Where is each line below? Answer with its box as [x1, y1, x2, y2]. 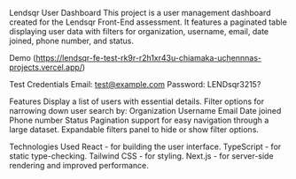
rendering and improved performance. [9, 160, 149, 170]
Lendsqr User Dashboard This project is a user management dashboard [9, 8, 271, 18]
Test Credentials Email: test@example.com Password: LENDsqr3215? [9, 79, 261, 89]
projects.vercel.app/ [9, 62, 82, 72]
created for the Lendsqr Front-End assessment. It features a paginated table [9, 17, 288, 27]
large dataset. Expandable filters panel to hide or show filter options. [9, 124, 260, 135]
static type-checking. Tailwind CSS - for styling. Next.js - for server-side [9, 151, 274, 161]
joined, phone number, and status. [9, 35, 135, 46]
